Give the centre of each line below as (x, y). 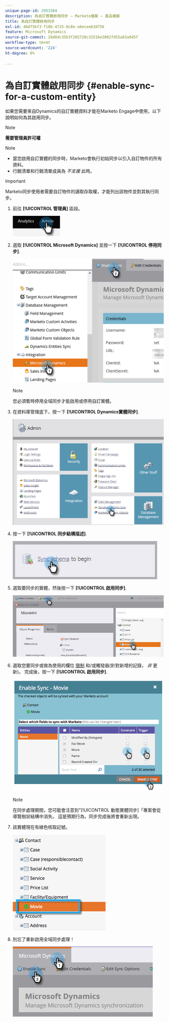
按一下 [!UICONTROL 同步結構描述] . (50, 533)
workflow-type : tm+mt (28, 43)
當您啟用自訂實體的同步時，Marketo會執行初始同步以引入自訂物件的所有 (87, 158)
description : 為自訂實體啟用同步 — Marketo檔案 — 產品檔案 (63, 16)
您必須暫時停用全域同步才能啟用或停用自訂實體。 (63, 401)
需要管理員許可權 (23, 138)
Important (15, 181)
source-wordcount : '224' (31, 48)
